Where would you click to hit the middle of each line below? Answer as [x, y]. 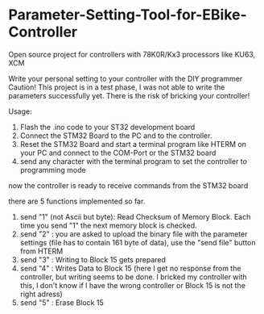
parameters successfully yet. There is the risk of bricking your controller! [129, 95]
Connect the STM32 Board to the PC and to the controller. [116, 136]
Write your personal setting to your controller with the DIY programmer [126, 78]
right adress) [41, 294]
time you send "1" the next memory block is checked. [108, 225]
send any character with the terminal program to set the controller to [134, 161]
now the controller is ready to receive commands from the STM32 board [128, 185]
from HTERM [41, 251]
